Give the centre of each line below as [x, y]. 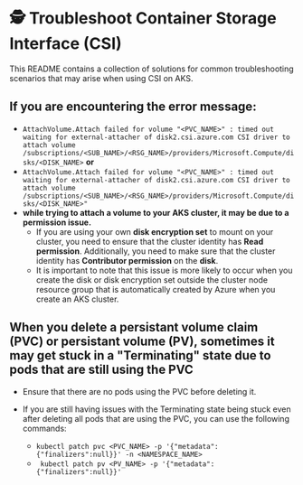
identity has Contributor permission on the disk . [127, 260]
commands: [44, 428]
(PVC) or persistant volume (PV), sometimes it [142, 342]
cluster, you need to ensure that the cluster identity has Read [150, 241]
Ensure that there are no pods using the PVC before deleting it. [139, 391]
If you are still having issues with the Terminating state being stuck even [156, 409]
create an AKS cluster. [77, 299]
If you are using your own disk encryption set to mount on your [155, 231]
